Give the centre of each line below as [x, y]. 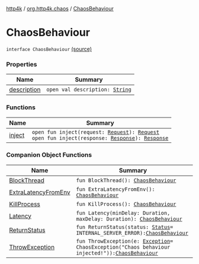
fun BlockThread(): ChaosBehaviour [126, 180]
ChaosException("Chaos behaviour [123, 247]
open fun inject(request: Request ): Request [96, 132]
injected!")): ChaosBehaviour [117, 253]
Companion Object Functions [49, 155]
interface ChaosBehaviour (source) [49, 49]
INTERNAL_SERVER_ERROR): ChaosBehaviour [132, 233]
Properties [22, 64]
